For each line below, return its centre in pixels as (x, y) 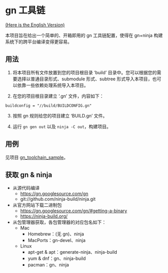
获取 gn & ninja (29, 175)
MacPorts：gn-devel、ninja (57, 240)
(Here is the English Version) (35, 25)
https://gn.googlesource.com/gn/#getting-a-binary (74, 211)
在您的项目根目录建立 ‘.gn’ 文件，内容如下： (58, 96)
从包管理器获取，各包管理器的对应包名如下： (59, 222)
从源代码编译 (26, 188)
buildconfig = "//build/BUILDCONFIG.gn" (49, 105)
